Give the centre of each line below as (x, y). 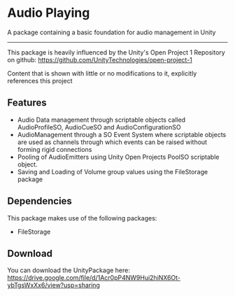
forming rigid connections (55, 149)
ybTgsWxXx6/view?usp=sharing (54, 286)
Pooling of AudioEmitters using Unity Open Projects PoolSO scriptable (118, 157)
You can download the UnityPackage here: (69, 270)
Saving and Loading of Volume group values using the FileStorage (113, 171)
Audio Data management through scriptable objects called (101, 120)
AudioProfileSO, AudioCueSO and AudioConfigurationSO (99, 127)
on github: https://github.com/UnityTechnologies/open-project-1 (100, 59)
